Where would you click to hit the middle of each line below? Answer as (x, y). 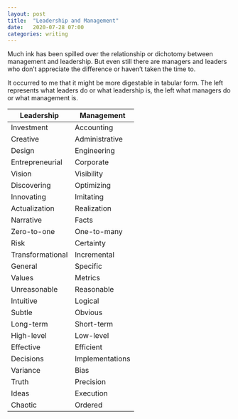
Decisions (27, 359)
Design (23, 151)
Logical (87, 301)
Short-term (94, 324)
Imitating (89, 197)
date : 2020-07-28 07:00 (45, 27)
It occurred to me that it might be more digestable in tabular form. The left (115, 83)
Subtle (22, 312)
